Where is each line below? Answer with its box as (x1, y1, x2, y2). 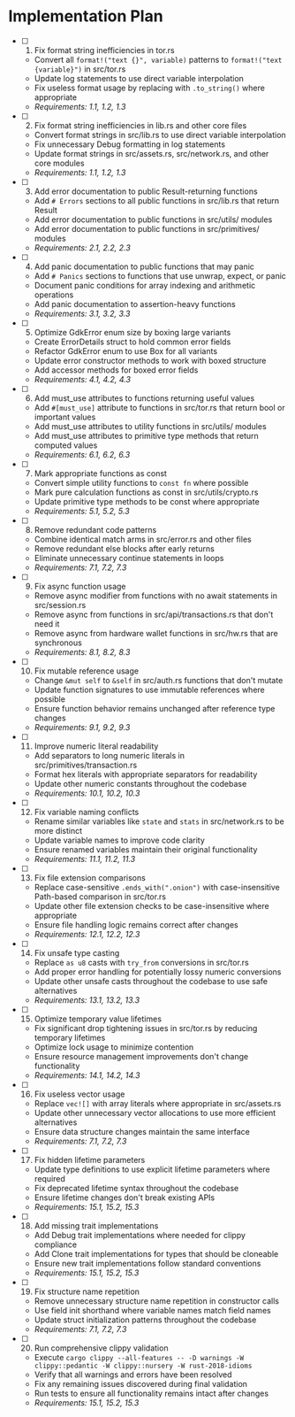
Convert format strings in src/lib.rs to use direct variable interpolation (34, 129, 286, 140)
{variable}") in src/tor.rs (34, 64, 126, 74)
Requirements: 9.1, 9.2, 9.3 (34, 721, 131, 732)
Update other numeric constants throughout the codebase (34, 778, 247, 789)
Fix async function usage (34, 581, 126, 591)
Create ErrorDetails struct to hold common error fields (34, 336, 231, 347)
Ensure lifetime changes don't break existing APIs (34, 1192, 216, 1203)
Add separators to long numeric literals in (34, 750, 185, 760)
